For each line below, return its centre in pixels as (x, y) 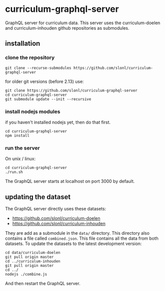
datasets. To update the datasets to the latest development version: (73, 244)
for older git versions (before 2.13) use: (45, 81)
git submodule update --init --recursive (48, 99)
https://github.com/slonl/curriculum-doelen (56, 218)
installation (23, 44)
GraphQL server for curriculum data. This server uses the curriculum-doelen (83, 23)
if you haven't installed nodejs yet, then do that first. (58, 122)
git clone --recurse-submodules (38, 68)
